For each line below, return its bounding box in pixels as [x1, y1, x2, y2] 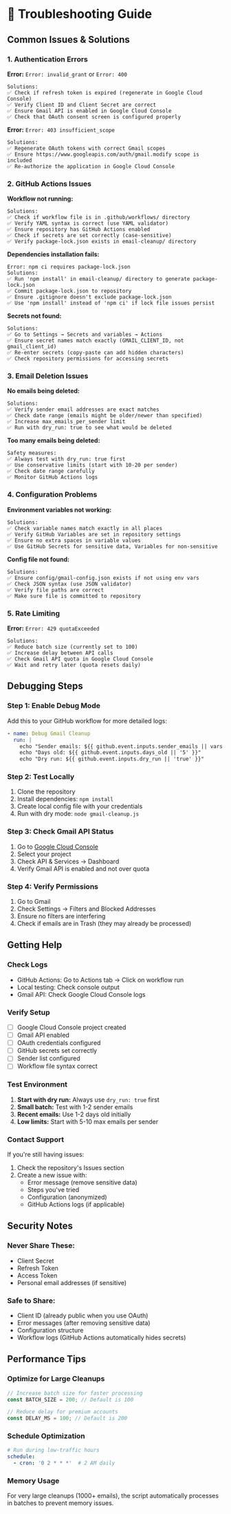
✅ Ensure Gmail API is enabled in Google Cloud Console [7, 107, 172, 114]
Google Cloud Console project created [16, 1023, 126, 1031]
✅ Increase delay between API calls [7, 649, 113, 657]
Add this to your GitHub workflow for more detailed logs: [7, 716, 167, 725]
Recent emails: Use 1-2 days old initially [16, 1110, 131, 1118]
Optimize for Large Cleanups [7, 1374, 105, 1384]
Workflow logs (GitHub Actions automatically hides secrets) [16, 1333, 186, 1342]
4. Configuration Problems [7, 489, 98, 499]
